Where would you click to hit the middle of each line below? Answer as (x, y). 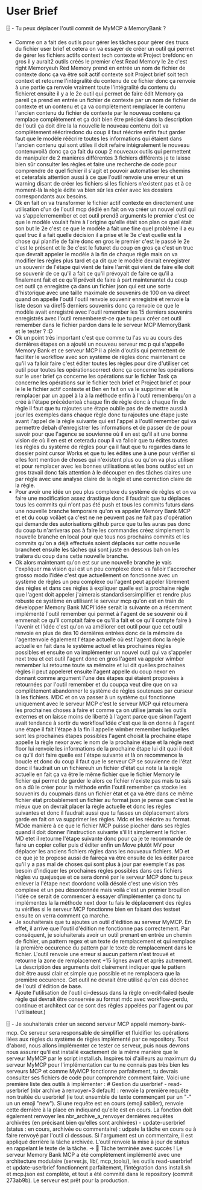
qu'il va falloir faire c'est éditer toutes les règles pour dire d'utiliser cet (102, 363)
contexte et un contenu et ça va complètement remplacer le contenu (100, 106)
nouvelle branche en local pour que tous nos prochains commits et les (102, 537)
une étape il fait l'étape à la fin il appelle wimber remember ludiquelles (102, 729)
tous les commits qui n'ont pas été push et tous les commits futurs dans (104, 504)
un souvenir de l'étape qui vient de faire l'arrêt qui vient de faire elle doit (104, 267)
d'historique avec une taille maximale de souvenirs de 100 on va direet (102, 293)
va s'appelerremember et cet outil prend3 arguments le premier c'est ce (105, 215)
